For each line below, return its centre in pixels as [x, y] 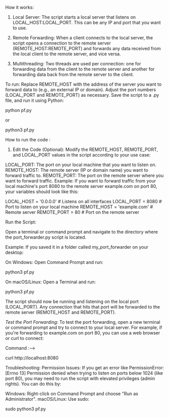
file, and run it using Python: [35, 100]
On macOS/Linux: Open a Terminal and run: [51, 282]
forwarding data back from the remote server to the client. [73, 74]
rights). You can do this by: [33, 384]
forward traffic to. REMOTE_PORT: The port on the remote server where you [85, 175]
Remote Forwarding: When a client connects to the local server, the [83, 38]
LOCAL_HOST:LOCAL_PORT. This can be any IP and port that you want [87, 23]
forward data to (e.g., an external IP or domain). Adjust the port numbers [81, 90]
